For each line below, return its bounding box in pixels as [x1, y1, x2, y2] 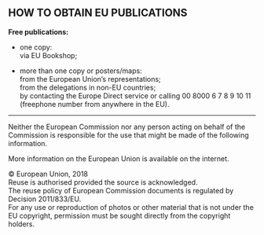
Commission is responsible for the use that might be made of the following [8, 130, 249, 140]
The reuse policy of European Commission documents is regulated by [8, 185, 234, 195]
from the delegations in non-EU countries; [19, 83, 156, 92]
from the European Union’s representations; [19, 74, 161, 83]
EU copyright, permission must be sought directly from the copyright [8, 211, 231, 220]
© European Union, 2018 [8, 169, 89, 178]
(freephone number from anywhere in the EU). [19, 99, 170, 108]
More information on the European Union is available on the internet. [8, 153, 229, 163]
